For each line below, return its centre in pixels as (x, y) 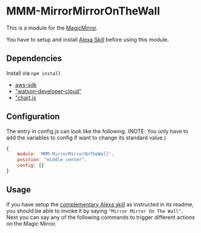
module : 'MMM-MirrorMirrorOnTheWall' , (66, 154)
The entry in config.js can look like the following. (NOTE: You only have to (97, 131)
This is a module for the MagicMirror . (52, 28)
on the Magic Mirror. (32, 223)
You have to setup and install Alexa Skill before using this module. (88, 39)
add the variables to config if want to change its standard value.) (86, 138)
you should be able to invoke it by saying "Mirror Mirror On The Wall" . (95, 211)
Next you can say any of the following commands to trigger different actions (101, 217)
